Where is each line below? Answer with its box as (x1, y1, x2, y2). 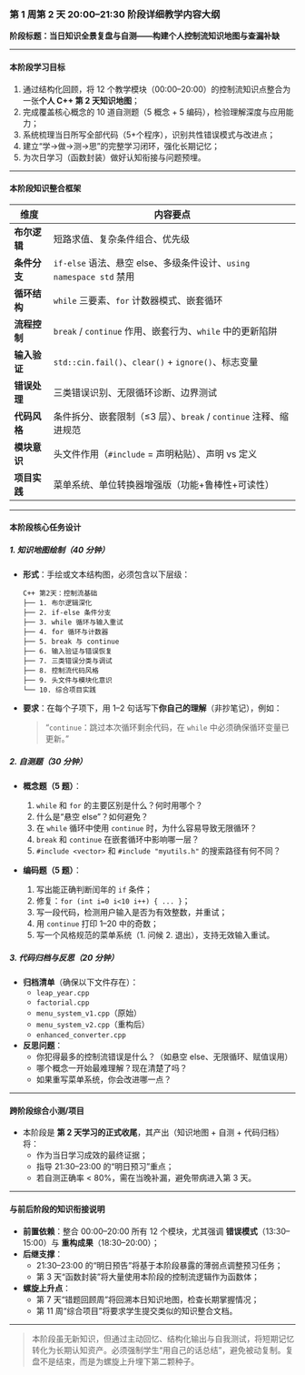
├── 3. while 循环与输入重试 (22, 618, 124, 627)
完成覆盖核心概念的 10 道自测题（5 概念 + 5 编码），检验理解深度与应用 (22, 106, 286, 117)
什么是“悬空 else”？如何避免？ (35, 812, 149, 823)
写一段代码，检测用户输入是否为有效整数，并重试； (35, 907, 228, 918)
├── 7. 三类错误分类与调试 (22, 657, 113, 666)
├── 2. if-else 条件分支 (22, 608, 112, 618)
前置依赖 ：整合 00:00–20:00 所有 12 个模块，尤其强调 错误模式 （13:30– (22, 1226, 290, 1237)
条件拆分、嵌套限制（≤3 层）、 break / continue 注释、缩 (53, 409, 289, 422)
